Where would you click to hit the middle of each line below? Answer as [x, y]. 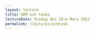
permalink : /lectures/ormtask [37, 24]
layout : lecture [22, 10]
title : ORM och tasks [28, 14]
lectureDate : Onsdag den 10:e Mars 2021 [48, 19]
